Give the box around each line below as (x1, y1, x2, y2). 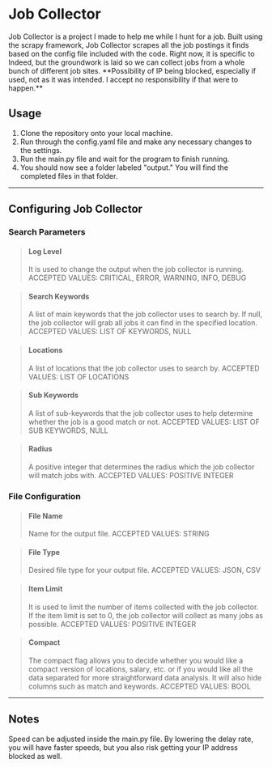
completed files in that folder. (19, 171, 118, 180)
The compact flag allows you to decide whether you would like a (28, 655, 244, 665)
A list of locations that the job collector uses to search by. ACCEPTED (28, 363, 261, 373)
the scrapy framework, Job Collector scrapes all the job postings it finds (8, 40, 249, 49)
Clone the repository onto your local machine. (19, 128, 173, 138)
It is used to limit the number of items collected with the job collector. (28, 602, 259, 612)
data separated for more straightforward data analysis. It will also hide (28, 672, 261, 682)
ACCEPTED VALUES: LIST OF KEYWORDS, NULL (28, 327, 192, 337)
